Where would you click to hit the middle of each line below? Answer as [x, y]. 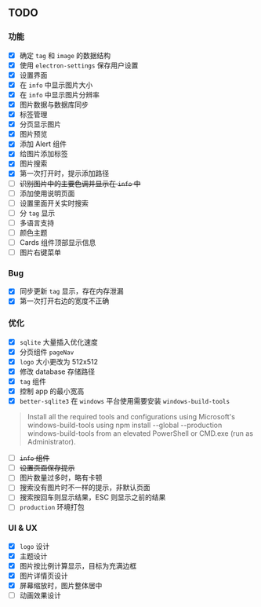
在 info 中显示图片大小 [56, 85]
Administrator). [51, 442]
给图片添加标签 [43, 154]
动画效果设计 [40, 595]
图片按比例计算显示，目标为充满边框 [78, 565]
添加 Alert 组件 [43, 144]
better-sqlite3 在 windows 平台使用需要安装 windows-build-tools [124, 401]
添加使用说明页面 [47, 193]
